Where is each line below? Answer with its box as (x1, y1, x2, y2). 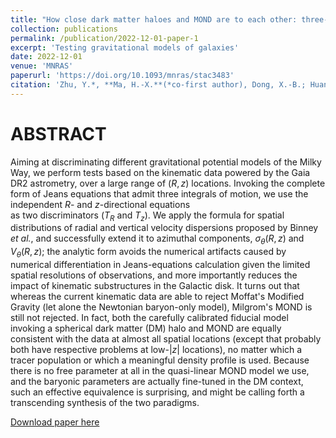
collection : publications (10, 24, 118, 34)
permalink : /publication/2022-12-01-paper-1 (10, 33, 199, 43)
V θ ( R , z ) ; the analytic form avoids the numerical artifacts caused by (10, 246, 287, 260)
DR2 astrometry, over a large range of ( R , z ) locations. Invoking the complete (10, 177, 326, 189)
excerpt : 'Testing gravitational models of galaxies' (10, 42, 240, 53)
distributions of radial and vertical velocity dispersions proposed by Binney (10, 222, 319, 234)
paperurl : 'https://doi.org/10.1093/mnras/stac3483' (10, 71, 235, 81)
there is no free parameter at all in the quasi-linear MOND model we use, (10, 365, 310, 377)
